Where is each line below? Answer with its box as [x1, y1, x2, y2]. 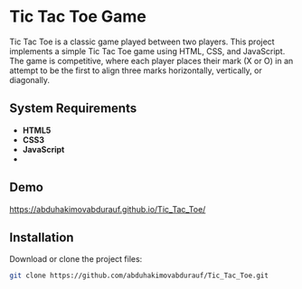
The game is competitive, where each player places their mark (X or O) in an [9, 55, 294, 66]
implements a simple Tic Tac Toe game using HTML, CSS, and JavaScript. [9, 45, 286, 56]
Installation [9, 229, 74, 245]
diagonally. [9, 74, 51, 85]
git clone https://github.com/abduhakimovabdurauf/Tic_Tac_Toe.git [9, 271, 269, 281]
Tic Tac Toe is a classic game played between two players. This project [9, 36, 275, 47]
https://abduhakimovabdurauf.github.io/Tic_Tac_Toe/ [9, 203, 206, 214]
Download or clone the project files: [9, 254, 143, 265]
